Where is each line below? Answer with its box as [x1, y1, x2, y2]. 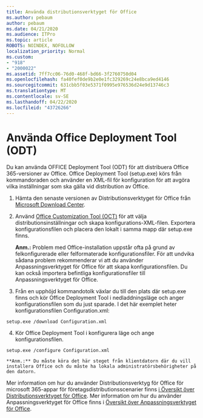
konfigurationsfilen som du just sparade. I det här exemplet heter [15, 300, 177, 308]
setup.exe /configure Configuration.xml [6, 348, 110, 354]
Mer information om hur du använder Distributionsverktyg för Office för [6, 379, 184, 386]
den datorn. [6, 369, 36, 375]
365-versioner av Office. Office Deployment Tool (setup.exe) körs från [6, 170, 182, 177]
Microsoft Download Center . [15, 201, 86, 208]
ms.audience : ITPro [6, 32, 56, 38]
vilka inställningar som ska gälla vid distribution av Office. [6, 183, 150, 190]
